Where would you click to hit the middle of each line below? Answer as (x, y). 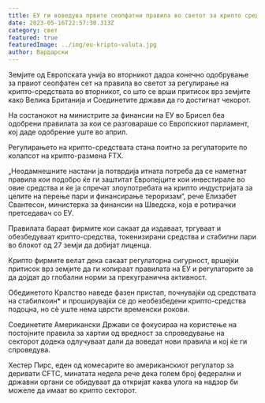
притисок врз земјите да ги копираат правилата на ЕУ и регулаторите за (131, 269)
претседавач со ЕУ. (41, 213)
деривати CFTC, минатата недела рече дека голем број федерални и (125, 373)
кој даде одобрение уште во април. (68, 132)
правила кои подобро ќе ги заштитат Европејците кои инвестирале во (127, 179)
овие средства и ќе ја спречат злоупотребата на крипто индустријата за (131, 188)
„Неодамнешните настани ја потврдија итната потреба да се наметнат (127, 171)
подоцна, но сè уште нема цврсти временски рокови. (99, 309)
